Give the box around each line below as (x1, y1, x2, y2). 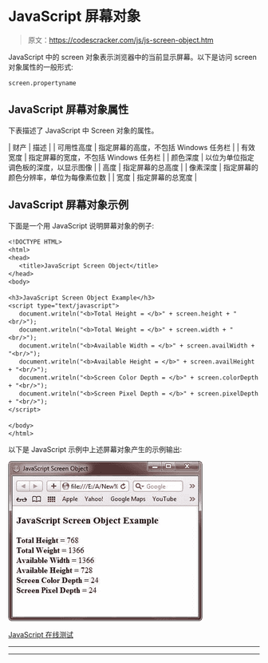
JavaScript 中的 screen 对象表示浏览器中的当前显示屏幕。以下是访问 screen (8, 52, 258, 62)
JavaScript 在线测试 (8, 629, 74, 639)
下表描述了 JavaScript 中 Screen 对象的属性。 (8, 125, 159, 135)
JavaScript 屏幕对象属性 (8, 103, 129, 117)
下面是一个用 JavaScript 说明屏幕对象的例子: (8, 220, 155, 230)
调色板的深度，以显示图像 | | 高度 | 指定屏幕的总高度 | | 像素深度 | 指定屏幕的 (8, 162, 259, 172)
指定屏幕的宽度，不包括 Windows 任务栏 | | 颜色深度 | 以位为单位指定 (28, 153, 255, 162)
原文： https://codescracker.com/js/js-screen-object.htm (27, 35, 214, 45)
